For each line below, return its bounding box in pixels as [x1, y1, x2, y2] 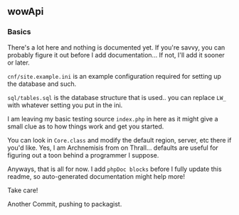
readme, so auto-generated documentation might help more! [7, 172, 186, 180]
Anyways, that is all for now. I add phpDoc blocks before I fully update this [7, 165, 222, 173]
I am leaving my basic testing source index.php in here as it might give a [7, 114, 218, 123]
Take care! [7, 186, 38, 194]
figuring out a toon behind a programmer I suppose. [7, 150, 159, 159]
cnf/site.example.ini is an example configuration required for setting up [7, 72, 222, 80]
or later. [7, 58, 30, 67]
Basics [7, 27, 31, 37]
